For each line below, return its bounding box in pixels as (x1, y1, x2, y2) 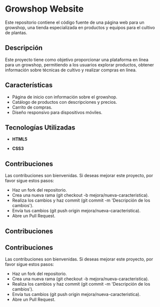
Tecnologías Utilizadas (5, 123, 76, 131)
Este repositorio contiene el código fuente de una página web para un (5, 19, 144, 25)
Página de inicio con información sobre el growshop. (12, 94, 118, 100)
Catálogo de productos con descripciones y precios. (12, 99, 117, 105)
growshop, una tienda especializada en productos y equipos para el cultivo (5, 24, 155, 30)
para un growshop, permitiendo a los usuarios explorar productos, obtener (5, 62, 154, 67)
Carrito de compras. (12, 104, 52, 110)
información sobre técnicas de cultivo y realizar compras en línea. (5, 67, 137, 73)
